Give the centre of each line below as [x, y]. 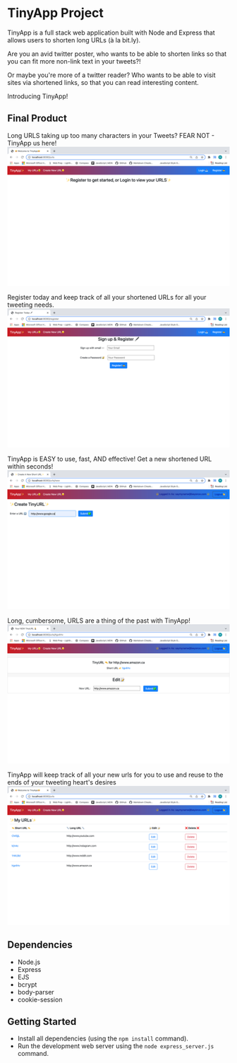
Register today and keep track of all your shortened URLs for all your [107, 297]
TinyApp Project [56, 13]
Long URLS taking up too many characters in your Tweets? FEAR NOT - [111, 135]
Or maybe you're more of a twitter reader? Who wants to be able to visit [112, 75]
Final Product [37, 118]
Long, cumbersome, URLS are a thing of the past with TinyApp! [99, 621]
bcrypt [27, 985]
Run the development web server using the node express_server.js [116, 1046]
